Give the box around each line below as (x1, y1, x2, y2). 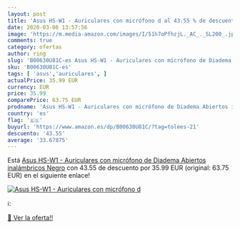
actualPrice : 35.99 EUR (7, 76, 79, 84)
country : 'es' (7, 110, 50, 117)
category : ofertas (7, 44, 62, 51)
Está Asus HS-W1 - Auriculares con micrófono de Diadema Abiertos (7, 156, 206, 165)
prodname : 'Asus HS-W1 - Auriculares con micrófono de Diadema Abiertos (7, 103, 229, 111)
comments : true (7, 37, 53, 44)
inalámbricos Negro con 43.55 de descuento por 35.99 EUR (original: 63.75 (7, 163, 229, 172)
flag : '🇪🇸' (7, 116, 43, 123)
